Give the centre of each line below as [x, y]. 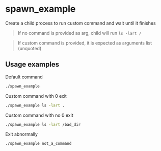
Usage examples [32, 64]
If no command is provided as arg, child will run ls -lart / [79, 33]
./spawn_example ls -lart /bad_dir [43, 124]
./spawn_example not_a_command [38, 144]
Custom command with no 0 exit [39, 115]
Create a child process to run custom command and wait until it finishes [81, 23]
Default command [24, 77]
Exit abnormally [22, 134]
